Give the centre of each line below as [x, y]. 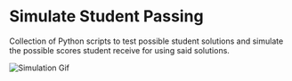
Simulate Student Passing [106, 16]
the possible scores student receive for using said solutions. [119, 50]
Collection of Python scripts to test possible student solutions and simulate [146, 41]
